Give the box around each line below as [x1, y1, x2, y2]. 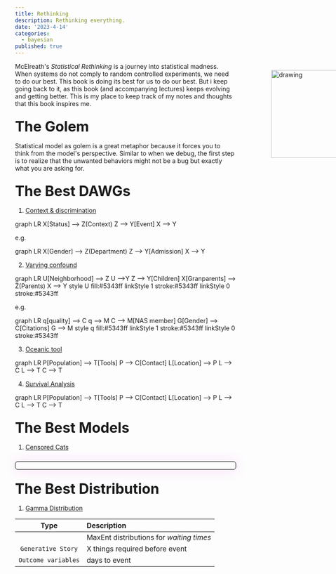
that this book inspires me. [15, 100, 92, 107]
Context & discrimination [25, 207, 97, 214]
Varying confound [25, 261, 78, 269]
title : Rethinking [15, 10, 69, 18]
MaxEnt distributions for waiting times [86, 533, 211, 542]
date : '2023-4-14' [15, 23, 69, 30]
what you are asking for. [15, 164, 85, 172]
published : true [15, 43, 62, 50]
